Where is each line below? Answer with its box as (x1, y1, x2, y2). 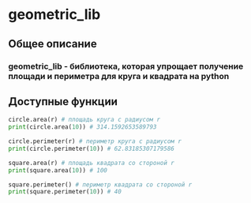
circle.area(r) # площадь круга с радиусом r (8, 116, 160, 124)
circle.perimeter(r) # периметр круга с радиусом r (8, 137, 182, 145)
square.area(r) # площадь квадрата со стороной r (8, 159, 175, 167)
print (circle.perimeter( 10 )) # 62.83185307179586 (8, 145, 175, 152)
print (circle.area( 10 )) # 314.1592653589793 (8, 123, 157, 131)
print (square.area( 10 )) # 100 (8, 166, 108, 175)
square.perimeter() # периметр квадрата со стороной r (8, 180, 193, 189)
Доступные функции (8, 95, 118, 108)
